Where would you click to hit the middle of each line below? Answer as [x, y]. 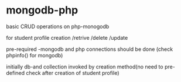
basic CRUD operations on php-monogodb [58, 26]
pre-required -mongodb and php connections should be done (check [90, 49]
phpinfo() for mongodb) [35, 55]
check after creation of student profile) [73, 73]
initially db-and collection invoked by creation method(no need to [85, 66]
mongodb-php [42, 10]
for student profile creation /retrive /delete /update [67, 37]
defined [16, 73]
